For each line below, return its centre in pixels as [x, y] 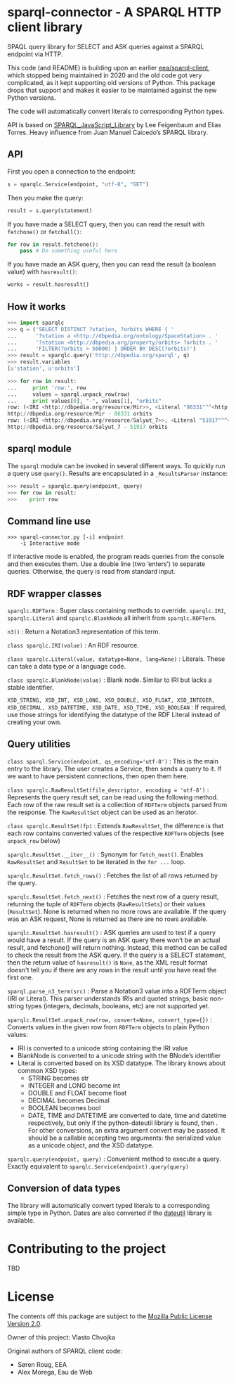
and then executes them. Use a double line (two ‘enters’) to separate [106, 564]
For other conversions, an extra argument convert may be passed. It [126, 1130]
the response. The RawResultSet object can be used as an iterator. [103, 812]
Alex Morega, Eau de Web [55, 1372]
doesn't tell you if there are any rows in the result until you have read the [112, 970]
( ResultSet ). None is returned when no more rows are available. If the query [117, 911]
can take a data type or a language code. [67, 666]
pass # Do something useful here [69, 251]
